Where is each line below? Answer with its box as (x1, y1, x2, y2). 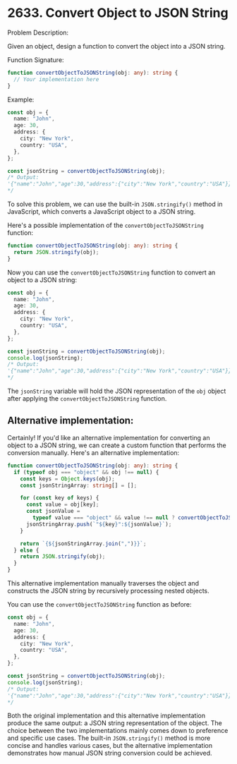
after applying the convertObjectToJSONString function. (7, 394, 167, 403)
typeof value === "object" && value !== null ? (32, 514, 175, 521)
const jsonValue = (25, 508, 80, 515)
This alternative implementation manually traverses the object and (7, 579, 200, 587)
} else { (13, 547, 39, 554)
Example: (7, 95, 35, 104)
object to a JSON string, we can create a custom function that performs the (7, 441, 227, 449)
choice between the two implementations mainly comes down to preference (7, 727, 229, 735)
